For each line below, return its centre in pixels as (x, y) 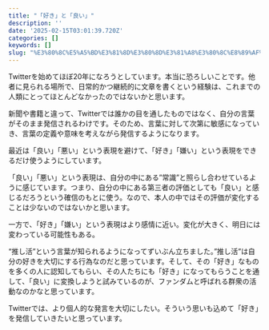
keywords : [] (30, 46)
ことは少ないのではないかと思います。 (71, 207)
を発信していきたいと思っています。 (67, 318)
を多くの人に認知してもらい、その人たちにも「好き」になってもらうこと (127, 271)
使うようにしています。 (68, 160)
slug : (17, 53)
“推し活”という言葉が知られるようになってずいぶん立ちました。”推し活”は (128, 251)
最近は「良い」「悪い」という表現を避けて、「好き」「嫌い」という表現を (126, 150)
